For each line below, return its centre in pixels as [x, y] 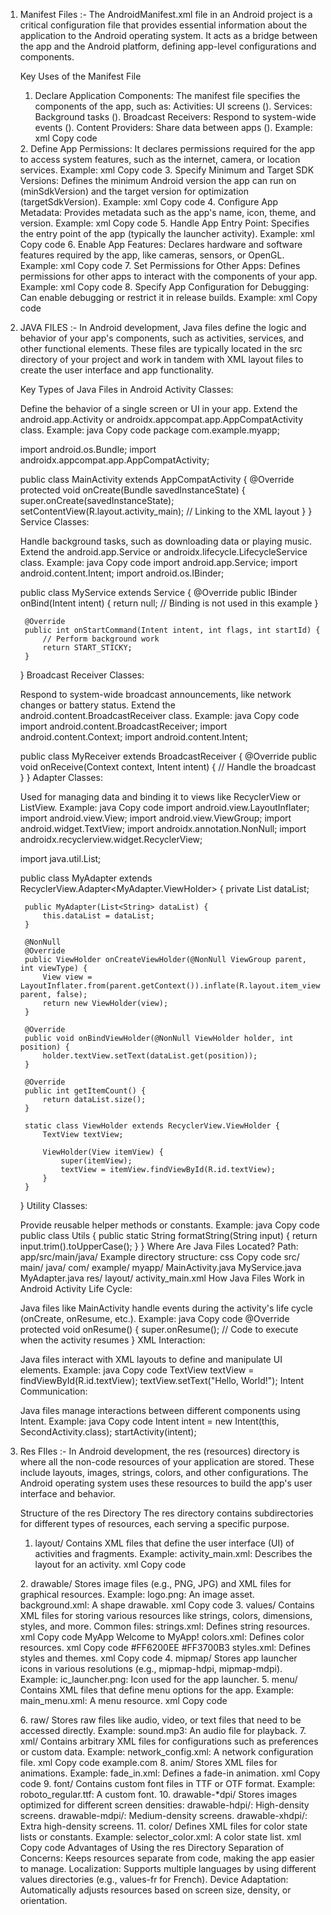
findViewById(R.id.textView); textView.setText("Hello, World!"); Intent [162, 1380]
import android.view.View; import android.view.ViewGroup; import [155, 818]
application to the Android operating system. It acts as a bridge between [168, 35]
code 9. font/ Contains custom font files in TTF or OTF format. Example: [167, 1783]
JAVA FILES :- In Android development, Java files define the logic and [163, 327]
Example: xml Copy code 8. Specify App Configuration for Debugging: [164, 287]
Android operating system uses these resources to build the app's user [166, 1483]
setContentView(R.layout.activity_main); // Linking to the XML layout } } [166, 511]
